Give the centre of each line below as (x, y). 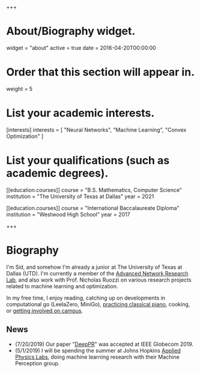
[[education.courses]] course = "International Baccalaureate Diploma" (93, 208)
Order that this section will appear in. (101, 72)
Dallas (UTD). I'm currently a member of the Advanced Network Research (97, 273)
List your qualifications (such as (88, 161)
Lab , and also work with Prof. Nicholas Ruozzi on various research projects (99, 280)
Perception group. (37, 363)
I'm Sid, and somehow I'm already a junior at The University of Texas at (94, 267)
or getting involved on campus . (45, 310)
